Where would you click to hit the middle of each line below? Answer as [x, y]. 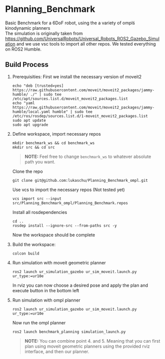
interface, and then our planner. [57, 351]
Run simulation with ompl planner [46, 300]
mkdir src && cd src [33, 147]
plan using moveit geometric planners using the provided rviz [87, 346]
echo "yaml [24, 103]
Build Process [27, 65]
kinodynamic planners [28, 28]
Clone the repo [27, 171]
